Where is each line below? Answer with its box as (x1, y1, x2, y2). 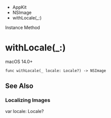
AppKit (12, 4, 27, 10)
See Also (5, 82, 33, 90)
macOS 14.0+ (5, 58, 33, 64)
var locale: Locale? (5, 108, 44, 114)
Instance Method (5, 24, 40, 30)
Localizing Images (5, 97, 50, 104)
